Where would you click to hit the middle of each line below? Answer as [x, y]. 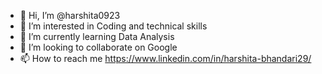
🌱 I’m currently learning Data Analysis [97, 36]
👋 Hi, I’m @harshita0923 [70, 15]
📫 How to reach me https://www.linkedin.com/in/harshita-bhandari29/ [165, 58]
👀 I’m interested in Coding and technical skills [113, 26]
